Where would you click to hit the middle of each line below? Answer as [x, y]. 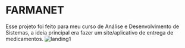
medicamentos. [25, 39]
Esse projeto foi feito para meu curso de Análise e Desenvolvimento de [93, 26]
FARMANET [35, 10]
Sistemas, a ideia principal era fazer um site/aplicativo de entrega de [90, 32]
